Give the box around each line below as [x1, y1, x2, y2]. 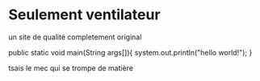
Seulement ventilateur [8, 6, 161, 24]
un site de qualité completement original [8, 32, 142, 42]
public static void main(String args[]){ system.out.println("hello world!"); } [8, 47, 253, 57]
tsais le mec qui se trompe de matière [8, 63, 134, 73]
